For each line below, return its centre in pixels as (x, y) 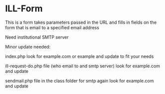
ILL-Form (24, 9)
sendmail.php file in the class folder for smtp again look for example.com (80, 81)
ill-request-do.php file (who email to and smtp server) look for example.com (82, 66)
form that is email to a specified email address (52, 27)
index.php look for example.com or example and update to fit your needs (80, 56)
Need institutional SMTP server (37, 37)
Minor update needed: (28, 47)
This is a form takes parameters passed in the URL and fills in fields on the (81, 22)
